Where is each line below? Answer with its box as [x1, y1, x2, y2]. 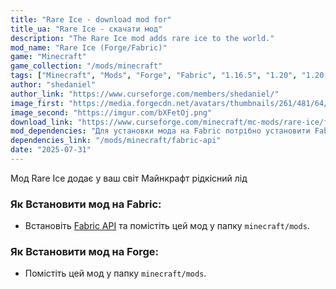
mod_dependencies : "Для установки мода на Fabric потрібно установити [10, 126, 311, 136]
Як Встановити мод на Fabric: [10, 197, 162, 211]
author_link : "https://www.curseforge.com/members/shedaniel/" [10, 89, 280, 99]
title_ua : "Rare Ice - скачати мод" [10, 24, 163, 34]
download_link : [10, 117, 74, 127]
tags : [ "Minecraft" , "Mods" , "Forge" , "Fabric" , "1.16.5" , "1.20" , [10, 71, 298, 81]
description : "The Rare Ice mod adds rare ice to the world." [10, 33, 275, 43]
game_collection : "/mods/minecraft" [10, 61, 163, 71]
